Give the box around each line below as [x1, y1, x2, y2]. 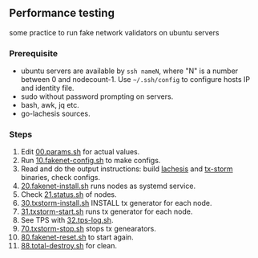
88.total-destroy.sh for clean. [20, 241, 118, 251]
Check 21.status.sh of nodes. [20, 190, 117, 199]
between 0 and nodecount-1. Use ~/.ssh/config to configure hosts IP [20, 75, 251, 84]
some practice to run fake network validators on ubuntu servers [9, 27, 220, 37]
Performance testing [9, 6, 115, 20]
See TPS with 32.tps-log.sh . [20, 215, 114, 225]
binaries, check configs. [20, 173, 101, 182]
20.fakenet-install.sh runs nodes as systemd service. [20, 181, 196, 191]
